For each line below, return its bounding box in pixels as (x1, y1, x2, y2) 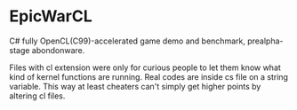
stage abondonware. (9, 44, 85, 55)
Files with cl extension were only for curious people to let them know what (9, 62, 282, 73)
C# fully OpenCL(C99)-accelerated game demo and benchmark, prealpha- (9, 35, 284, 46)
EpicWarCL (9, 6, 92, 27)
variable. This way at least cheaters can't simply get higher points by (9, 81, 261, 91)
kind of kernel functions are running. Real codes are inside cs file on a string (9, 71, 289, 82)
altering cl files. (9, 90, 66, 101)
